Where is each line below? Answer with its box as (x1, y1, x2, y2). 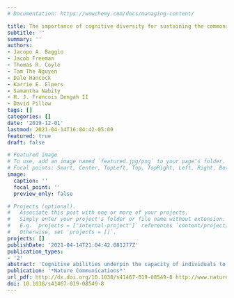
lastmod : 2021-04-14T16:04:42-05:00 (7, 126, 114, 133)
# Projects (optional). (7, 203, 77, 210)
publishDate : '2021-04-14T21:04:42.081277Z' (7, 241, 139, 249)
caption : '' (13, 177, 49, 184)
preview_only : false (13, 190, 73, 197)
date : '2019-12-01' (7, 119, 64, 126)
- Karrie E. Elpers (7, 81, 64, 88)
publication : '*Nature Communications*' (7, 267, 127, 274)
